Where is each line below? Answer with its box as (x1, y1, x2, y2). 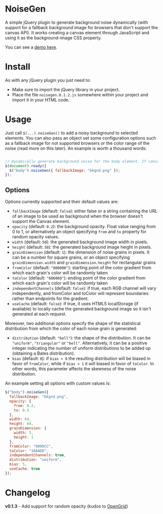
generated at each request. (12, 311, 67, 317)
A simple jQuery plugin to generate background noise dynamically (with (5, 19, 148, 25)
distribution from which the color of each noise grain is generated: (5, 326, 137, 331)
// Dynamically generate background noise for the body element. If (5, 159, 147, 164)
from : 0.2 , (14, 403, 36, 408)
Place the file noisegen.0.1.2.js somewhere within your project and (12, 92, 148, 97)
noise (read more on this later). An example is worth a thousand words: (5, 145, 147, 151)
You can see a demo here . (5, 44, 57, 50)
